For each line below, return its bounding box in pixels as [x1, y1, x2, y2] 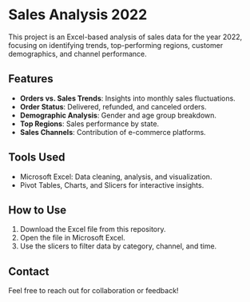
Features [8, 72, 54, 85]
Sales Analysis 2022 [8, 6, 148, 24]
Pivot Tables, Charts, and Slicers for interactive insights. [19, 180, 204, 189]
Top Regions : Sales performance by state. [19, 118, 160, 129]
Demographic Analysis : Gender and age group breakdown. [19, 110, 217, 120]
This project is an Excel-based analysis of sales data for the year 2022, [8, 32, 242, 42]
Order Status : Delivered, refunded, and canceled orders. [19, 101, 208, 111]
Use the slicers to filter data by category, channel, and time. [19, 241, 217, 251]
